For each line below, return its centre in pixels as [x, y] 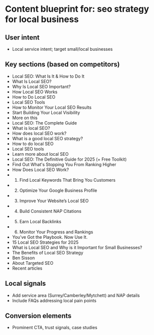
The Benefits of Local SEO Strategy [48, 252]
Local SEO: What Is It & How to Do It [48, 76]
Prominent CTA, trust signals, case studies [55, 328]
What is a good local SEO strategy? [48, 138]
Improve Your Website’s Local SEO [54, 201]
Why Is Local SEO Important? [41, 86]
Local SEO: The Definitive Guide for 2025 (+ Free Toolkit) [69, 159]
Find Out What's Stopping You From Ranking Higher [64, 164]
